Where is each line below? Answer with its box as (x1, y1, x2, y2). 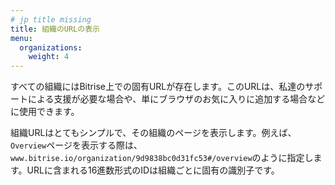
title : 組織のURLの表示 (10, 24, 100, 34)
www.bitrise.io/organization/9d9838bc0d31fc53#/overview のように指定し (10, 152, 314, 164)
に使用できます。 (10, 106, 80, 118)
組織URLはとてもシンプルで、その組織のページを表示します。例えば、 (10, 127, 297, 139)
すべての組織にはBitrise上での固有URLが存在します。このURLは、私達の (10, 81, 306, 93)
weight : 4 (28, 52, 70, 62)
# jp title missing (10, 14, 92, 25)
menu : (10, 33, 33, 43)
